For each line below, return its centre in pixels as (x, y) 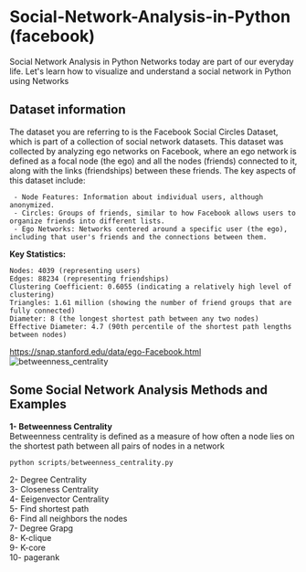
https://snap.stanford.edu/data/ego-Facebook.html (106, 351)
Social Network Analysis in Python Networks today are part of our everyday (152, 61)
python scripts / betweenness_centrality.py (91, 462)
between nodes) (38, 334)
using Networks (39, 80)
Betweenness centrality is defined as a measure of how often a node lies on (152, 436)
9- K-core (27, 548)
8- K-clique (31, 538)
